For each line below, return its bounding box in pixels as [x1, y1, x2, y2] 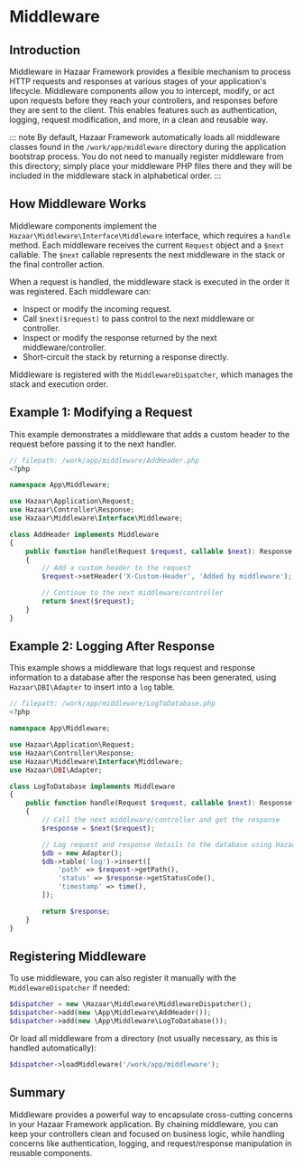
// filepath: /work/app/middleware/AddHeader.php [9, 456, 200, 465]
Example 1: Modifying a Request [9, 405, 193, 420]
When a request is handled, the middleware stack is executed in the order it [9, 276, 290, 287]
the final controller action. [9, 259, 106, 269]
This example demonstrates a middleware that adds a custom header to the [9, 428, 290, 439]
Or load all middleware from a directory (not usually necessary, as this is [9, 1033, 278, 1043]
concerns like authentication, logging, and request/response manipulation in [9, 1137, 292, 1149]
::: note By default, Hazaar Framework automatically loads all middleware [9, 132, 280, 142]
